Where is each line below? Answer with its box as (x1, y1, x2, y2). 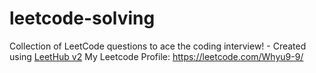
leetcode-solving (9, 7, 156, 30)
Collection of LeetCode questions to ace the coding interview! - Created (9, 40, 307, 52)
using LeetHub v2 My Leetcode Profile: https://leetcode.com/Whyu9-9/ (9, 50, 304, 62)
